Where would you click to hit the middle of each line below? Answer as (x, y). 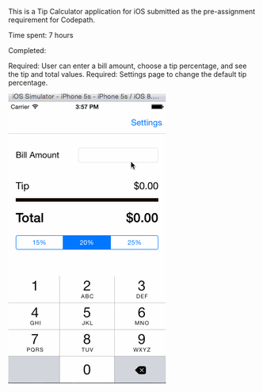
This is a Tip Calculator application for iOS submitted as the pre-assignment (132, 11)
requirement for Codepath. (52, 20)
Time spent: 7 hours (41, 35)
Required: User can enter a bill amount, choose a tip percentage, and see (128, 66)
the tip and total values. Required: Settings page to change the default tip (128, 74)
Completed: (27, 50)
